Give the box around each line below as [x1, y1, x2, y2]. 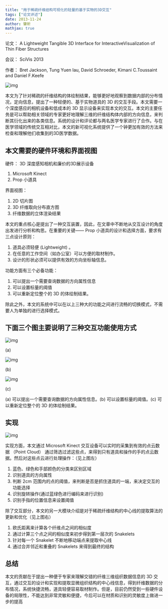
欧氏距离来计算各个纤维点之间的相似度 [12, 524, 91, 530]
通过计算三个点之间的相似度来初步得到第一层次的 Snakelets [12, 531, 135, 537]
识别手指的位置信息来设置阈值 [12, 497, 74, 503]
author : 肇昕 [5, 21, 31, 27]
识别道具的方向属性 [12, 472, 52, 478]
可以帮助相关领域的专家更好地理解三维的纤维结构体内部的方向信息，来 [13, 111, 158, 118]
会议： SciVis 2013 [5, 56, 44, 63]
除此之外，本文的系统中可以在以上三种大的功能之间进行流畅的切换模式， [5, 301, 154, 307]
